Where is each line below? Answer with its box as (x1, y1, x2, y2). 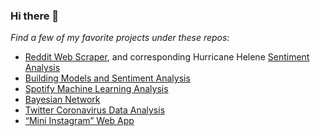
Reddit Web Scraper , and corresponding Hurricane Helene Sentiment (24, 51, 310, 63)
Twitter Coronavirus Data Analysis (24, 104, 166, 116)
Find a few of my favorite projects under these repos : (10, 32, 230, 44)
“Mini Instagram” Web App (24, 115, 135, 127)
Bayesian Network (24, 94, 101, 106)
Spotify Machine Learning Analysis (24, 83, 169, 95)
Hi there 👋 (10, 9, 60, 23)
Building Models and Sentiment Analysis (24, 72, 191, 84)
